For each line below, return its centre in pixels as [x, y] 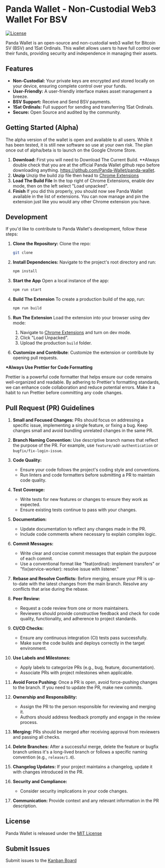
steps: [12, 234]
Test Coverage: [29, 490]
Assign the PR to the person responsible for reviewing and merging [88, 706]
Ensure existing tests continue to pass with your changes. [78, 510]
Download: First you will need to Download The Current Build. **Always [86, 159]
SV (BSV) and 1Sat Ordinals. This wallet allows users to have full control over [83, 48]
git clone [23, 253]
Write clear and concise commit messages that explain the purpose [88, 553]
